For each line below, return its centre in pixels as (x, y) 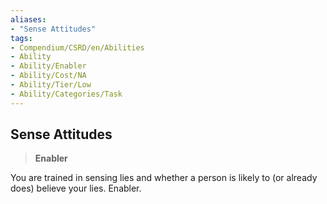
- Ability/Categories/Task (66, 94)
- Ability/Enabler (48, 66)
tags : (21, 38)
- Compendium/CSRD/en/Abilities (77, 47)
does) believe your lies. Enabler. (76, 188)
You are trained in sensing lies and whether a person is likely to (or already (164, 178)
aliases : (28, 19)
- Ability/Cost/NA (48, 76)
